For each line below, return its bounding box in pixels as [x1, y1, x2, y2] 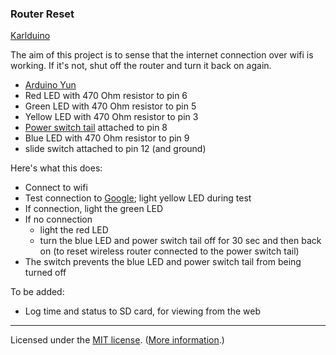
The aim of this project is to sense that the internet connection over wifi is [10, 49, 314, 61]
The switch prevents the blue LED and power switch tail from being [24, 256, 302, 268]
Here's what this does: [10, 162, 103, 174]
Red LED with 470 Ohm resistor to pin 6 [24, 90, 188, 102]
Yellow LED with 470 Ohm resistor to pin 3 [24, 111, 199, 123]
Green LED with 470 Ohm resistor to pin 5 [24, 100, 197, 112]
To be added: [10, 286, 65, 298]
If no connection [24, 213, 93, 226]
